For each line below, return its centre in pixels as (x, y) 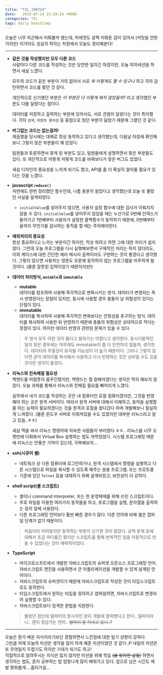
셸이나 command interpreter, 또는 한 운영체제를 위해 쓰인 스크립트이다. (87, 496)
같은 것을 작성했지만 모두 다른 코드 (44, 58)
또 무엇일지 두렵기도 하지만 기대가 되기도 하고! (49, 649)
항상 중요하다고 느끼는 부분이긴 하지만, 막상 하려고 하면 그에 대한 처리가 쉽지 (84, 242)
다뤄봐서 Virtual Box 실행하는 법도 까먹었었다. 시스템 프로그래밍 (85, 437)
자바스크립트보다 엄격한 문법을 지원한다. (57, 606)
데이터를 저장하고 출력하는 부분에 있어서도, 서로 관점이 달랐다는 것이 (76, 114)
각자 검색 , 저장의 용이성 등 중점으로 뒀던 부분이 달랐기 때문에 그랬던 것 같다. (88, 120)
